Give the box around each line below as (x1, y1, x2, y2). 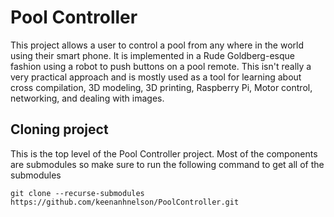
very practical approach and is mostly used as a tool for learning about (10, 71, 302, 83)
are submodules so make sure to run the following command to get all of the (10, 158, 325, 170)
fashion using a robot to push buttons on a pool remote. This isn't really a (10, 60, 312, 72)
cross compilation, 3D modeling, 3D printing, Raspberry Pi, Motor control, (10, 81, 313, 93)
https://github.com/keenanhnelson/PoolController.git (10, 197, 240, 207)
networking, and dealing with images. (10, 92, 165, 104)
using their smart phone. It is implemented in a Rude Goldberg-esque (10, 49, 295, 61)
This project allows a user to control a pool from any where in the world (10, 39, 304, 51)
